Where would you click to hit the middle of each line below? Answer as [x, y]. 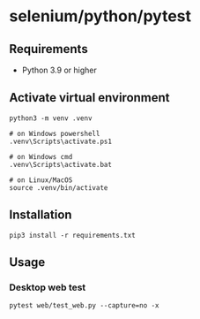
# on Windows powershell [55, 133]
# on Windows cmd [41, 156]
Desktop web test [48, 287]
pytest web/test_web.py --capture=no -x [85, 306]
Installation [41, 215]
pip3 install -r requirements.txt [73, 235]
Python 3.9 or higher [59, 70]
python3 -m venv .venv [51, 118]
